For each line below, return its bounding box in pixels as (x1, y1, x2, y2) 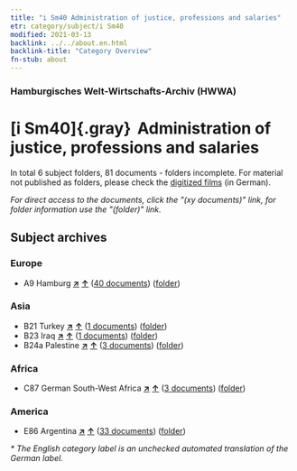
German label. (10, 453, 64, 464)
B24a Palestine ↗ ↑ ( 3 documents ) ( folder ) (23, 339, 184, 350)
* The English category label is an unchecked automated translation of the (10, 443, 289, 454)
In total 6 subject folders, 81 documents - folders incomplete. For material (10, 167, 283, 178)
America (10, 405, 49, 418)
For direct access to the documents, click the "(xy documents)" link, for (10, 194, 276, 205)
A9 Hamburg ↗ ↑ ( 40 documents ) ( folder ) (23, 277, 181, 289)
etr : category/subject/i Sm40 (10, 22, 125, 31)
